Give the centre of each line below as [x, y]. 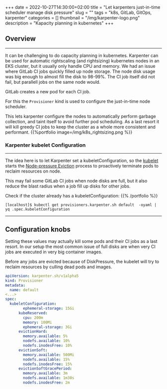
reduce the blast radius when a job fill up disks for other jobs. [68, 186]
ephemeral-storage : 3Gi [47, 327]
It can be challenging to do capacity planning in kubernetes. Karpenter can [82, 55]
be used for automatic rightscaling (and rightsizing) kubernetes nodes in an [83, 61]
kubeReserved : [33, 313]
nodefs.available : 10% [46, 341]
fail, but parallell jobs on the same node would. [53, 82]
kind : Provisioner [24, 281]
